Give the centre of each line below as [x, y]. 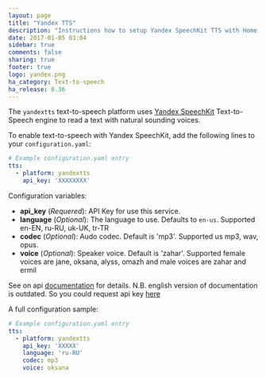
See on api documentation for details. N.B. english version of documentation [133, 285]
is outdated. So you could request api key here [85, 293]
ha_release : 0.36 [37, 89]
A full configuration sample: [54, 309]
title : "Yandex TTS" [42, 23]
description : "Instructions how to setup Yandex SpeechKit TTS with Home [133, 30]
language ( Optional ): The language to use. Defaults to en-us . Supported [137, 220]
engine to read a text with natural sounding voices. [118, 120]
